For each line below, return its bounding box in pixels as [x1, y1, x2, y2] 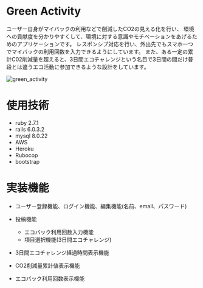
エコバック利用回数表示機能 [15, 275, 85, 282]
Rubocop [15, 151, 38, 159]
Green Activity [6, 4, 81, 18]
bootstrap [15, 158, 40, 165]
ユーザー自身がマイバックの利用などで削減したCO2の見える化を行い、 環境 [6, 25, 194, 32]
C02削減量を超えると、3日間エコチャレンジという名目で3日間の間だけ [11, 55, 188, 63]
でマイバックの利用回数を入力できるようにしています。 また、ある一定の [6, 47, 188, 55]
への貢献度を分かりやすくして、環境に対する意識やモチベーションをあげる [6, 32, 193, 40]
